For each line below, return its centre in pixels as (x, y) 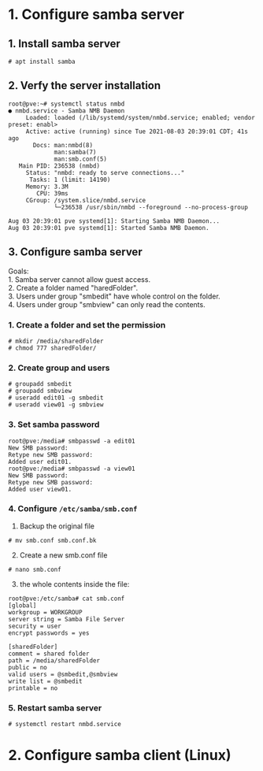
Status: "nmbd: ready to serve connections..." (105, 172)
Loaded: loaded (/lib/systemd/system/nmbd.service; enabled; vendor (141, 117)
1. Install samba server (64, 44)
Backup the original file (57, 526)
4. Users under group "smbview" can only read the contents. (107, 304)
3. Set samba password (54, 424)
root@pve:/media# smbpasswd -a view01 (72, 469)
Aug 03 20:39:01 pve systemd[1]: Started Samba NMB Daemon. (109, 228)
